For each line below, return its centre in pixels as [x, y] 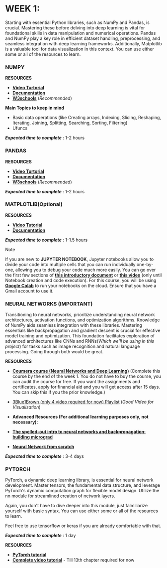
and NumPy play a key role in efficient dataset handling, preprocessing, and [83, 38]
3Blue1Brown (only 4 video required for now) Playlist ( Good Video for [83, 402]
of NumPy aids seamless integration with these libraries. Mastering [74, 325]
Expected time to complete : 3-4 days [44, 456]
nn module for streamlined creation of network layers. [60, 496]
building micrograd [33, 437]
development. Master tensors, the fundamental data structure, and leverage [83, 485]
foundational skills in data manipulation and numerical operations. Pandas [81, 33]
